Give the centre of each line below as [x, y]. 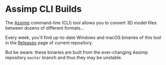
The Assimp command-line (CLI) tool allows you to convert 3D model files [81, 23]
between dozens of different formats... [45, 28]
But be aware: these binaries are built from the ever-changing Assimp [77, 52]
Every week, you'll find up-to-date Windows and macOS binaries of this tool [83, 37]
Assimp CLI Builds [43, 9]
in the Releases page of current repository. [49, 42]
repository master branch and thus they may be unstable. [64, 57]
